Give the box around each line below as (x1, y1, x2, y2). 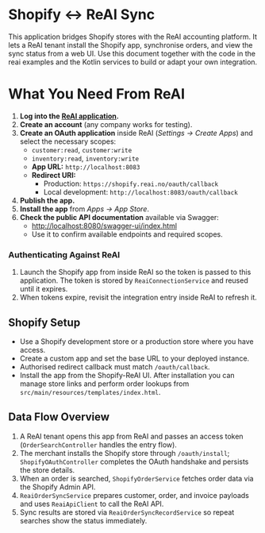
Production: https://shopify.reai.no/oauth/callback (43, 179, 219, 188)
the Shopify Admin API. (19, 482, 96, 492)
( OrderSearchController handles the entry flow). (19, 439, 177, 450)
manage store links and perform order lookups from (19, 379, 190, 388)
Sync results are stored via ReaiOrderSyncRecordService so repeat (19, 507, 235, 517)
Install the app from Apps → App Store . (19, 204, 149, 214)
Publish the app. (19, 195, 75, 205)
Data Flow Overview (8, 411, 109, 424)
